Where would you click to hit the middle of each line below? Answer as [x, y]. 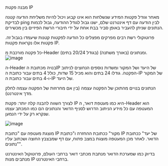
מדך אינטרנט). [19, 93]
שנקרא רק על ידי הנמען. [28, 114]
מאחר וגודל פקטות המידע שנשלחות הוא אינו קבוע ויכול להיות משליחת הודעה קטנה [82, 17]
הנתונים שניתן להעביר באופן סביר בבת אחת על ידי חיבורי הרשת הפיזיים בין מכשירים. [84, 28]
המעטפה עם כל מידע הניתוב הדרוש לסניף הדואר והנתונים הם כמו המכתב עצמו [79, 108]
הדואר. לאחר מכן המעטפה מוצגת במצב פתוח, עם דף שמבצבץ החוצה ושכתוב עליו [82, 139]
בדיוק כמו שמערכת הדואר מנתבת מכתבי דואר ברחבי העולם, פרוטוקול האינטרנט [80, 154]
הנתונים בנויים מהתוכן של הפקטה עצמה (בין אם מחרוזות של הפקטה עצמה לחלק [80, 88]
